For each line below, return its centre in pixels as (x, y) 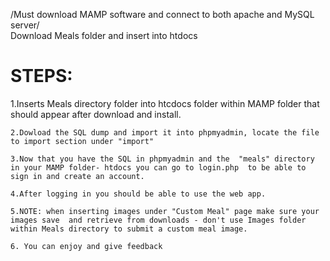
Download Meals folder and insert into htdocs (104, 35)
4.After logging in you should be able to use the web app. (138, 194)
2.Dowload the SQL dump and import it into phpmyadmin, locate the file (165, 132)
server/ (25, 25)
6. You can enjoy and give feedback (86, 246)
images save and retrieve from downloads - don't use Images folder (158, 220)
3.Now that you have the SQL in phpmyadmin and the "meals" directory (162, 159)
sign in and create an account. (77, 176)
